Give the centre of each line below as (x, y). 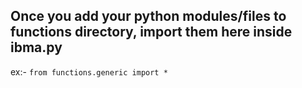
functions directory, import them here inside (151, 32)
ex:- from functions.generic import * (89, 71)
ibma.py (36, 47)
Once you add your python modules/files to (148, 16)
